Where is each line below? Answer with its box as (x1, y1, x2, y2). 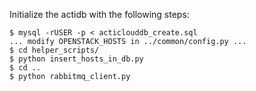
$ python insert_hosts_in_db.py (9, 54, 144, 64)
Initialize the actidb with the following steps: (9, 9, 190, 20)
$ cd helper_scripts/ (9, 45, 100, 55)
